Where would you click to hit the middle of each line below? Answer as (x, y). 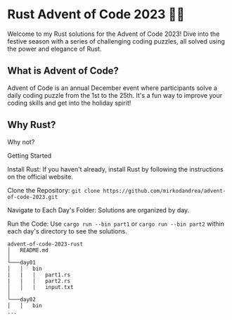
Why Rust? (32, 125)
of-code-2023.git (33, 197)
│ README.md (28, 250)
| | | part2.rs (39, 281)
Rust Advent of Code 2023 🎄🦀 (96, 14)
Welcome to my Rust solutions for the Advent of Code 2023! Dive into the (114, 34)
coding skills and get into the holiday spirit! (69, 103)
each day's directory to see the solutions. (67, 231)
